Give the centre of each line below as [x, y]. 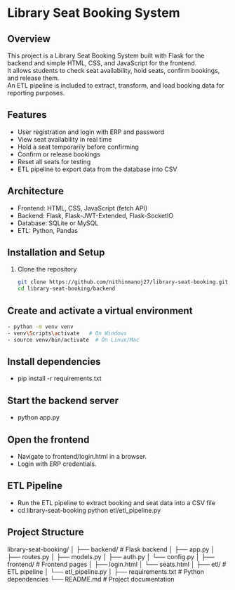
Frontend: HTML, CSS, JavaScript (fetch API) [82, 208]
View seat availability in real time [65, 139]
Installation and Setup [56, 253]
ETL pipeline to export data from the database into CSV [97, 169]
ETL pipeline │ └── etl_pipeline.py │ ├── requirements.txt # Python [106, 571]
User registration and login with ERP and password [91, 132]
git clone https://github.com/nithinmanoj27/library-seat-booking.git [123, 282]
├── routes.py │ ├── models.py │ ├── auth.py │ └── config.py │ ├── [111, 556]
